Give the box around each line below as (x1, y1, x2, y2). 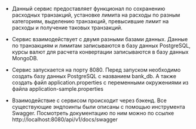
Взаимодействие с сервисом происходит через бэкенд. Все (11, 97, 167, 104)
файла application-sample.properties (11, 85, 103, 92)
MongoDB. (11, 55, 39, 62)
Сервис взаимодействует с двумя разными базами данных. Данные (11, 36, 188, 42)
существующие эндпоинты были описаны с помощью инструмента (11, 103, 185, 110)
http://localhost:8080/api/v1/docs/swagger (11, 116, 118, 123)
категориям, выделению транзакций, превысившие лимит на (11, 18, 169, 24)
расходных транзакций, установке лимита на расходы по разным (11, 11, 180, 19)
